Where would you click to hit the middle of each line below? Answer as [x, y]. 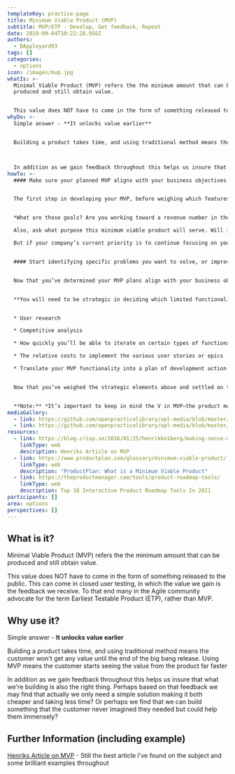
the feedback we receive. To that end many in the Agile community [104, 591]
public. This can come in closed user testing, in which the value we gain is [114, 584]
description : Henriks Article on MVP [75, 451]
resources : [23, 432]
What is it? [31, 539]
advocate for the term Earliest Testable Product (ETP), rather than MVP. [110, 598]
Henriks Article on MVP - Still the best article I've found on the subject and [114, 755]
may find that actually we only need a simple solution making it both [105, 694]
